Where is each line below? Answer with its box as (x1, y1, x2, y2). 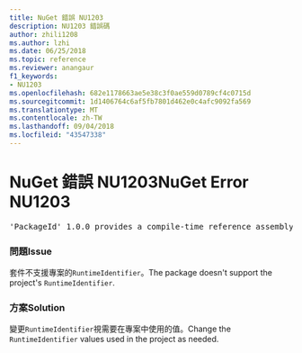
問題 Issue (9, 245, 52, 258)
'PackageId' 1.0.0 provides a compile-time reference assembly (9, 222, 294, 231)
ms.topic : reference (9, 55, 87, 64)
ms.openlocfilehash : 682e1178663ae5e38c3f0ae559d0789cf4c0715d (9, 88, 252, 97)
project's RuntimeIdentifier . (9, 277, 115, 288)
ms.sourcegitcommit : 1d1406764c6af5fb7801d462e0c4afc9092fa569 (9, 96, 252, 106)
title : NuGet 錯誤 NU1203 (9, 13, 103, 23)
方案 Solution (9, 302, 66, 314)
